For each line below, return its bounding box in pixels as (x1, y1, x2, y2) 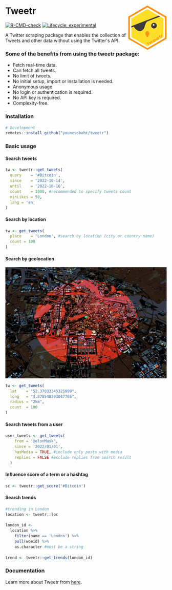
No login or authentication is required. (12, 89, 93, 95)
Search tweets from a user (5, 421, 63, 428)
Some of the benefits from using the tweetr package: (5, 50, 140, 57)
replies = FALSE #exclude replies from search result (14, 455, 132, 460)
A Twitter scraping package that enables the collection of (5, 32, 126, 38)
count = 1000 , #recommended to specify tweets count (10, 189, 132, 194)
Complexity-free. (12, 100, 49, 106)
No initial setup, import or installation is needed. (12, 78, 114, 85)
